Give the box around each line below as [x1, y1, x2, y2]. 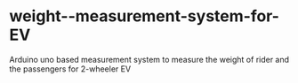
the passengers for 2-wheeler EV [9, 64, 132, 74]
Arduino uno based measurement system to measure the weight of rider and [9, 54, 290, 64]
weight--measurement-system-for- [9, 6, 280, 26]
